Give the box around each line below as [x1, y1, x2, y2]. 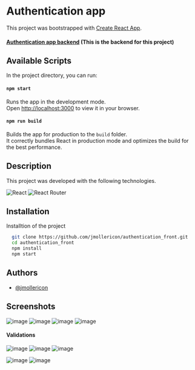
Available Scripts [6, 56, 71, 66]
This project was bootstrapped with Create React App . [6, 24, 142, 31]
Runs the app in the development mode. [6, 98, 106, 105]
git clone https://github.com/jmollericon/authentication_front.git [12, 234, 188, 240]
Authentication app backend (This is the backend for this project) [6, 38, 174, 45]
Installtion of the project [6, 222, 66, 230]
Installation [6, 206, 50, 216]
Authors [6, 268, 38, 278]
